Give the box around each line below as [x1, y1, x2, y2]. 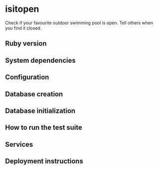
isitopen [5, 3, 39, 15]
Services [5, 140, 34, 149]
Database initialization [5, 106, 76, 115]
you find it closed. [5, 25, 42, 31]
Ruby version [5, 40, 47, 48]
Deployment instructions [5, 157, 83, 166]
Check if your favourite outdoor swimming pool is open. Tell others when [5, 20, 153, 26]
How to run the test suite [5, 124, 82, 132]
